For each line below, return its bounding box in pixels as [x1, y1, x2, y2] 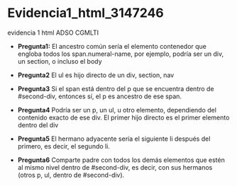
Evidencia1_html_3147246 [7, 5, 165, 21]
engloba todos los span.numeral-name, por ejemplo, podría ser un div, [17, 50, 224, 58]
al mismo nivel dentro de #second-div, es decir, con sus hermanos [17, 163, 213, 171]
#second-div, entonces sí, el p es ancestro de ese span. [17, 92, 182, 100]
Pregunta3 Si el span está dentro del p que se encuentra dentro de [17, 84, 214, 93]
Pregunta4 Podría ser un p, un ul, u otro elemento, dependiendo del [17, 105, 216, 114]
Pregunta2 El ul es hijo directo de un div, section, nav [17, 71, 175, 79]
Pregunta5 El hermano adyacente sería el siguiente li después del [17, 134, 211, 143]
